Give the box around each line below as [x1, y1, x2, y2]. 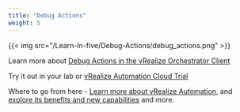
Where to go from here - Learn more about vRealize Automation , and [8, 86, 233, 95]
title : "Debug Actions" [8, 11, 87, 20]
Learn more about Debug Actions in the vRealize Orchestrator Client [8, 56, 230, 65]
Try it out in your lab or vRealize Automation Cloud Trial [8, 71, 189, 80]
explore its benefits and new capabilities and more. [8, 95, 175, 104]
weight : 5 [8, 19, 41, 27]
